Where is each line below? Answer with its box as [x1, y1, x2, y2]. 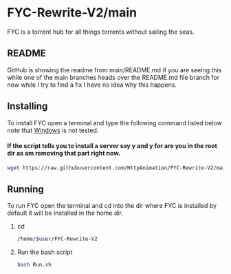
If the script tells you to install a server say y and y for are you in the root [7, 142, 218, 150]
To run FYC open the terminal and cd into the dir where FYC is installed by [7, 202, 217, 210]
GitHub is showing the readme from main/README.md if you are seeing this [7, 65, 222, 74]
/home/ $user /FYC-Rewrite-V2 [16, 235, 98, 242]
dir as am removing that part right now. [7, 149, 121, 158]
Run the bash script [16, 248, 73, 256]
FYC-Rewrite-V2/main [7, 5, 137, 21]
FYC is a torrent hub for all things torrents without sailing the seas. [7, 28, 195, 36]
